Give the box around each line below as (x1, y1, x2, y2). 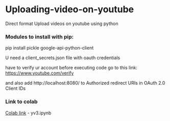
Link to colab (5, 98, 38, 105)
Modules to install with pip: (5, 33, 74, 40)
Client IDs (5, 85, 26, 91)
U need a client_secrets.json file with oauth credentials (5, 55, 120, 61)
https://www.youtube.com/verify (5, 70, 74, 76)
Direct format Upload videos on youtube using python (5, 20, 118, 27)
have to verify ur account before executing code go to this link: (5, 65, 138, 71)
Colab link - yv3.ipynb (5, 110, 52, 116)
